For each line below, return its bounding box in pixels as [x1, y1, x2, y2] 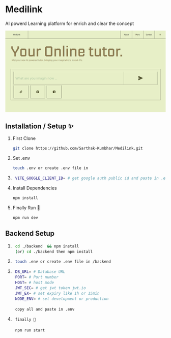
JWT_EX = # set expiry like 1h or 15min [15, 291, 100, 296]
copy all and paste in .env [15, 307, 75, 312]
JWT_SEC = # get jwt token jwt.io [15, 285, 86, 291]
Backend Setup [5, 229, 55, 238]
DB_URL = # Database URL [15, 269, 66, 274]
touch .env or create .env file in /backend [15, 259, 111, 264]
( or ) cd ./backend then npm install [15, 249, 93, 254]
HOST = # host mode [15, 280, 54, 285]
